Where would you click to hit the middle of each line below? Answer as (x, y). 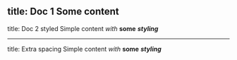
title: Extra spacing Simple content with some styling (85, 49)
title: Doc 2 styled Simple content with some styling (83, 28)
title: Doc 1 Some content (63, 12)
